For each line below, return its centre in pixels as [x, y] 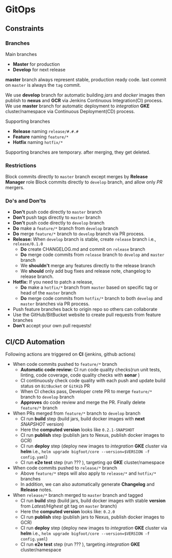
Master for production [36, 64]
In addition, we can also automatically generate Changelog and [88, 485]
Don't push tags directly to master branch [57, 217]
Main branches [21, 54]
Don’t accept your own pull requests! [52, 326]
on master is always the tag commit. [43, 85]
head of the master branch [48, 293]
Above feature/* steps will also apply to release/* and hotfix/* [88, 473]
